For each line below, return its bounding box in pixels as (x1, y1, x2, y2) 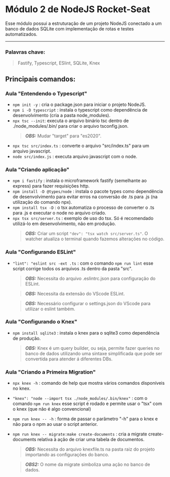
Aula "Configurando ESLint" (5, 248, 76, 255)
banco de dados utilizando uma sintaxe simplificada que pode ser (25, 350, 163, 356)
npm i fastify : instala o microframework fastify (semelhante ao (12, 177, 147, 184)
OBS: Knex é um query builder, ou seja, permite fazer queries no (25, 345, 160, 351)
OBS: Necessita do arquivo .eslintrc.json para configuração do (25, 275, 156, 281)
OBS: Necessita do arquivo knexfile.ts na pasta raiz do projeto (25, 446, 155, 452)
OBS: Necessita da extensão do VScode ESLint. (25, 290, 125, 297)
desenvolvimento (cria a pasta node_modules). (12, 112, 110, 118)
